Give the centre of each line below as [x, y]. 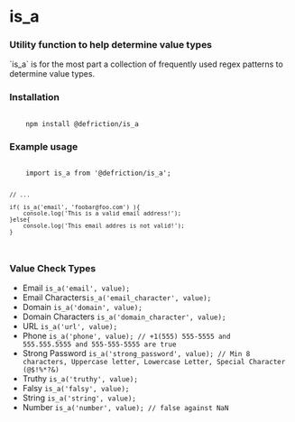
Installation [35, 97]
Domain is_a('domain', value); [82, 307]
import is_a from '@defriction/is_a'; [98, 173]
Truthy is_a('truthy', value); [80, 379]
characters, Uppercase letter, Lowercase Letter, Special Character [154, 362]
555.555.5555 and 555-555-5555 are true [99, 344]
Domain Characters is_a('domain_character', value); [124, 316]
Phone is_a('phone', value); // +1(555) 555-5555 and [126, 336]
